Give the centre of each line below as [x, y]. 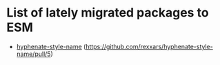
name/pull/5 [33, 54]
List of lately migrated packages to [108, 13]
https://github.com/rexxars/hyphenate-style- [149, 46]
